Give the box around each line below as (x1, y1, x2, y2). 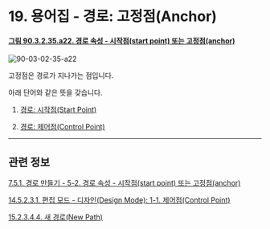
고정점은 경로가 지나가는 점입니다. (8, 71, 114, 80)
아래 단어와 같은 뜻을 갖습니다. (8, 88, 103, 97)
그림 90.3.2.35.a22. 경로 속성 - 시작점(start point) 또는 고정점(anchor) (8, 35, 235, 45)
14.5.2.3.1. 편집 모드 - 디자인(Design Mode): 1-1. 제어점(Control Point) (8, 195, 231, 205)
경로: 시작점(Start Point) (19, 105, 97, 115)
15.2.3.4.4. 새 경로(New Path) (8, 212, 103, 222)
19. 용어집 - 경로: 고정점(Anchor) (8, 7, 217, 26)
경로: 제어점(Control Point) (19, 122, 106, 132)
